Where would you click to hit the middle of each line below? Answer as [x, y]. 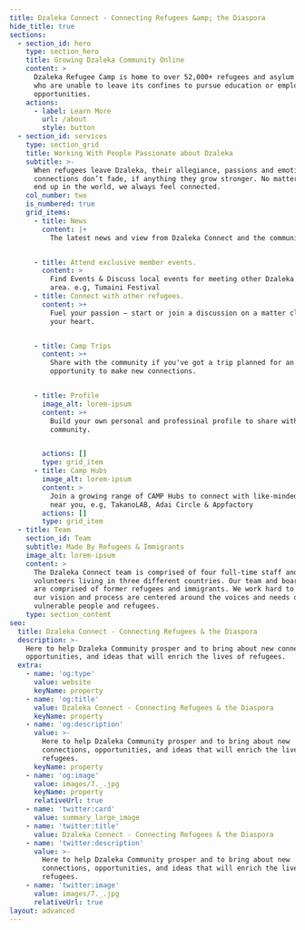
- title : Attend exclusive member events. [115, 262]
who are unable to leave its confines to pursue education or [153, 86]
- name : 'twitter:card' [71, 809]
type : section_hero [63, 52]
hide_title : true [42, 26]
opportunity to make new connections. [123, 371]
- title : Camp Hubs [70, 471]
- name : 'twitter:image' [73, 885]
